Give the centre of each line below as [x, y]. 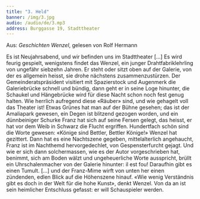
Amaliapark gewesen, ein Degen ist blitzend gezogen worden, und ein [92, 114]
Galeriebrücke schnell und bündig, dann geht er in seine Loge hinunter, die [98, 88]
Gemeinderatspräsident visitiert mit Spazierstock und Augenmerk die [91, 82]
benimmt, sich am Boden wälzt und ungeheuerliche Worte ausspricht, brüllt [99, 158]
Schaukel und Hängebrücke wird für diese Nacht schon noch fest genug [95, 95]
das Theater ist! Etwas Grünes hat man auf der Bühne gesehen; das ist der [98, 107]
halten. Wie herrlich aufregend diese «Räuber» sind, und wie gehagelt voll [97, 101]
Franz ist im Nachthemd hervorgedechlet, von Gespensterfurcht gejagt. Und [100, 145]
